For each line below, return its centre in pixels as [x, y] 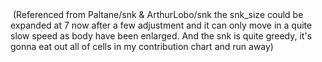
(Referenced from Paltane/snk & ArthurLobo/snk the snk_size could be [158, 14]
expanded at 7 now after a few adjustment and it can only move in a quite [161, 25]
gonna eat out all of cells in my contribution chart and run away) [142, 46]
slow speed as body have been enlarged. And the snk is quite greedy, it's [161, 36]
